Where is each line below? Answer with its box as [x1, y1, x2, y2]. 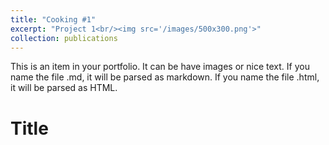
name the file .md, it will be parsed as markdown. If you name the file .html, [10, 71, 320, 83]
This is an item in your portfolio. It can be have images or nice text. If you [10, 61, 310, 73]
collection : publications [10, 33, 118, 43]
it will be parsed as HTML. [10, 82, 118, 94]
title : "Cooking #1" [10, 14, 97, 25]
